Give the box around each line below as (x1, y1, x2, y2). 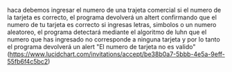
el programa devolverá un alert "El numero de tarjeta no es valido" (7, 43, 196, 51)
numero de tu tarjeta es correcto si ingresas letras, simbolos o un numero (7, 21, 217, 28)
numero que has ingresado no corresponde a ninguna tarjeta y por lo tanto (7, 35, 220, 44)
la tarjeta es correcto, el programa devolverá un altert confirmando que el (7, 13, 217, 21)
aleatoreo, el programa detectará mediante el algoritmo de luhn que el (7, 28, 207, 36)
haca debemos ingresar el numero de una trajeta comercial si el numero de (7, 6, 222, 14)
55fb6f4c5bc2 (7, 57, 48, 65)
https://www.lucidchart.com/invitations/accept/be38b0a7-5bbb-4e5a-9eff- (9, 50, 225, 58)
